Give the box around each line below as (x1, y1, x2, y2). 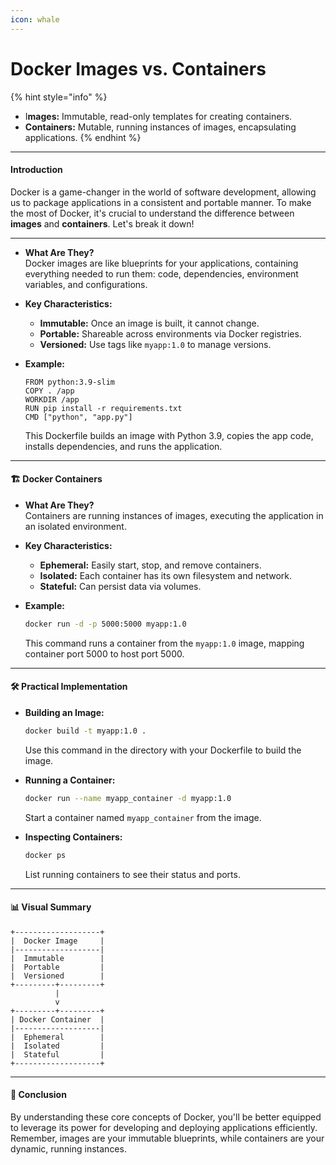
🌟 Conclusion (10, 1089, 67, 1101)
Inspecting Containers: (24, 831, 123, 843)
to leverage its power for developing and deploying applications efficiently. (10, 1122, 318, 1134)
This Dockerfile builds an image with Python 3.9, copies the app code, (24, 429, 314, 441)
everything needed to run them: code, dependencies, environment (24, 267, 299, 280)
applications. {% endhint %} (24, 131, 142, 143)
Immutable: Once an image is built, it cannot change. (39, 317, 260, 329)
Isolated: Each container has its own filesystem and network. (39, 569, 293, 581)
